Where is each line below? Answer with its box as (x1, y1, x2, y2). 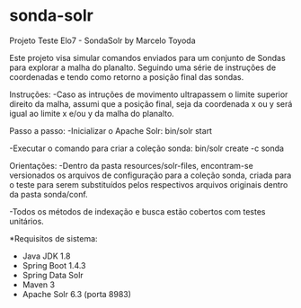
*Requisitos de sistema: (9, 233, 98, 243)
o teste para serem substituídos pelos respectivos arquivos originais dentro (9, 179, 288, 189)
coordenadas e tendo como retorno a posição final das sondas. (9, 71, 244, 82)
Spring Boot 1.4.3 (22, 260, 87, 270)
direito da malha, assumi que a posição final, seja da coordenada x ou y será (9, 98, 293, 109)
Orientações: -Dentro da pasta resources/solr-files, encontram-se (9, 160, 253, 171)
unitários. (9, 216, 45, 226)
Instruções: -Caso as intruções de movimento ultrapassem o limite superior (9, 89, 288, 100)
